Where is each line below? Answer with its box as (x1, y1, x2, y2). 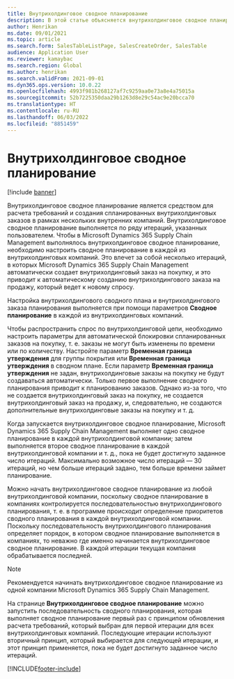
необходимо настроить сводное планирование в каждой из (7, 246, 186, 254)
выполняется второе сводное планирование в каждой (7, 442, 170, 450)
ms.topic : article (7, 36, 61, 43)
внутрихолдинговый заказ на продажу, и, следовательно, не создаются (7, 398, 222, 407)
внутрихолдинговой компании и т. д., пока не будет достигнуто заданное (7, 449, 226, 458)
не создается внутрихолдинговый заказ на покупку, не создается (7, 391, 203, 400)
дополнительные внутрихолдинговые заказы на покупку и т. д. (7, 406, 195, 414)
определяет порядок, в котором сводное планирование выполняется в (7, 529, 221, 538)
